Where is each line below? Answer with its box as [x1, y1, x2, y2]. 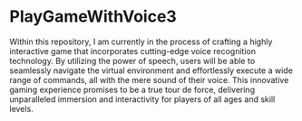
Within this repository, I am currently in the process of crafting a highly [9, 36, 273, 47]
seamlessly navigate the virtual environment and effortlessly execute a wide [9, 65, 293, 76]
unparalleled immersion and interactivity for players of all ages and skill [9, 93, 276, 105]
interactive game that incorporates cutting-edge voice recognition [9, 45, 257, 56]
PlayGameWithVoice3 [9, 6, 177, 27]
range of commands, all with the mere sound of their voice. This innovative [9, 74, 289, 85]
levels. [9, 103, 34, 114]
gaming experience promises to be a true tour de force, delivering [9, 84, 256, 95]
